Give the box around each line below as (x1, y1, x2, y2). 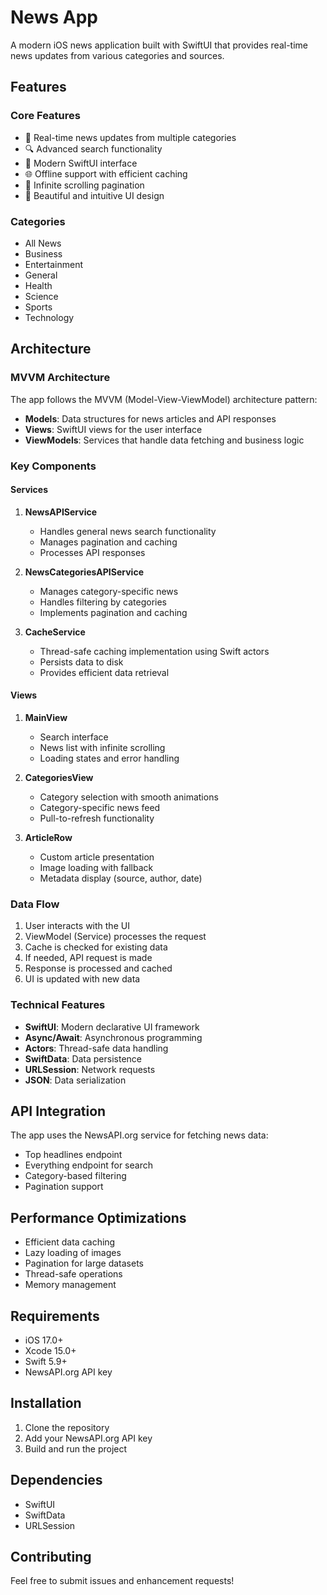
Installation (10, 1395, 82, 1412)
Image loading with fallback (39, 861, 154, 873)
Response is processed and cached (24, 962, 173, 975)
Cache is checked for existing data (24, 941, 168, 953)
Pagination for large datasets (24, 1257, 144, 1270)
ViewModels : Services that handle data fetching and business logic (24, 434, 305, 446)
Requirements (10, 1307, 100, 1325)
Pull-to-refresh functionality (39, 812, 155, 824)
